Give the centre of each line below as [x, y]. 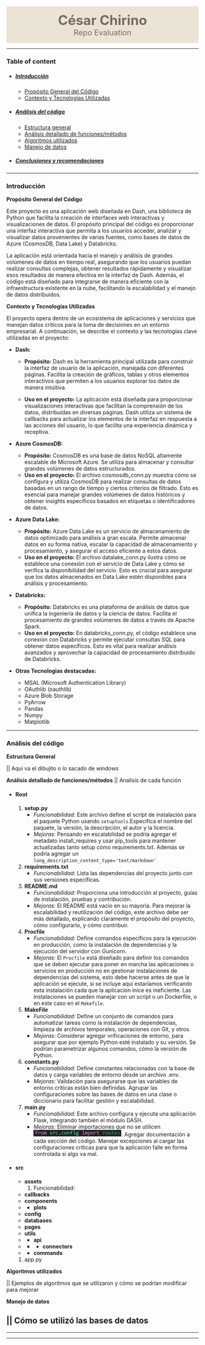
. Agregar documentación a [156, 1134]
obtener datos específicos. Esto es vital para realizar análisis [100, 646]
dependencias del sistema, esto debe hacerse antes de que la [111, 977]
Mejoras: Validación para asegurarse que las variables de [106, 1081]
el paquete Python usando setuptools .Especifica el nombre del [113, 821]
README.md [41, 886]
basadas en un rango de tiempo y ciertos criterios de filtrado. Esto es [111, 488]
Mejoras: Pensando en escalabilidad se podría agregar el [105, 834]
